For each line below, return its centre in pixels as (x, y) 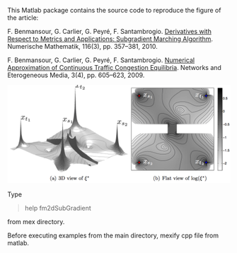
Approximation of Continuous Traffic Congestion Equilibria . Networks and (114, 67)
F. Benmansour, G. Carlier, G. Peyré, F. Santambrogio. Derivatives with (110, 31)
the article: (23, 18)
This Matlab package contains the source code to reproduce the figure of (114, 10)
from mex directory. (36, 222)
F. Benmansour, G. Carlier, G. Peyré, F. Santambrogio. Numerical (101, 60)
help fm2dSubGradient (58, 208)
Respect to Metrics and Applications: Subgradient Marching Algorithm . (110, 39)
